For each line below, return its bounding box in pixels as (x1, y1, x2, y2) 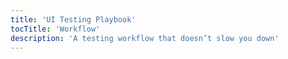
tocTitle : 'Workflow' (10, 24, 101, 34)
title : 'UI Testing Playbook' (10, 14, 137, 25)
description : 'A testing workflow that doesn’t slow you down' (10, 33, 280, 43)
